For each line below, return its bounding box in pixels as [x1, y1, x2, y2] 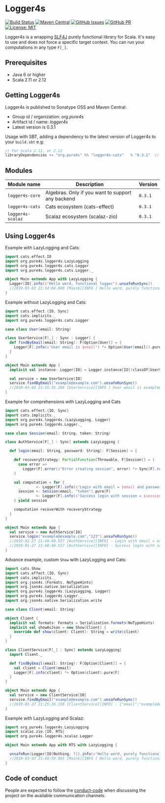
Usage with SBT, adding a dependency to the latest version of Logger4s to [5, 134, 156, 139]
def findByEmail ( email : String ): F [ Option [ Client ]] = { [9, 661, 126, 666]
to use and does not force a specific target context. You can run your [5, 39, 145, 45]
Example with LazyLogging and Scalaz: [5, 715, 84, 721]
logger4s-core [7, 193, 41, 199]
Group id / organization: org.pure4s [12, 113, 84, 119]
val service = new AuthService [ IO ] [9, 530, 82, 535]
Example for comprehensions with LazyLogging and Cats [5, 399, 121, 405]
